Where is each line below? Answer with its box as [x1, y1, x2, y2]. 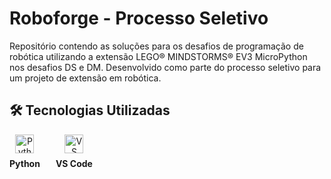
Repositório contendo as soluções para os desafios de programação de [9, 40, 304, 52]
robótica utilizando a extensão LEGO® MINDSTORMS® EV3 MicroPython [9, 50, 308, 62]
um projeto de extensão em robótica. [9, 72, 162, 84]
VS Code [55, 157, 93, 169]
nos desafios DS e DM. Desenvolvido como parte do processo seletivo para [9, 61, 322, 73]
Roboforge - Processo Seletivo [9, 7, 269, 30]
